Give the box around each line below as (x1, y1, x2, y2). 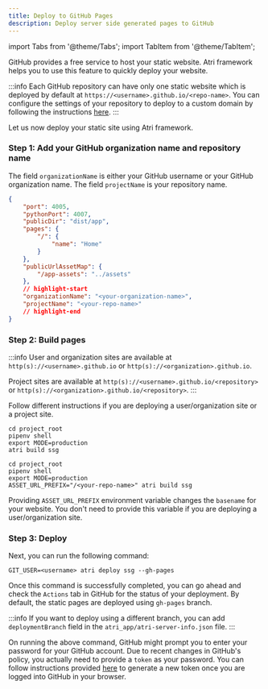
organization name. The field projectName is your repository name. (8, 179, 228, 189)
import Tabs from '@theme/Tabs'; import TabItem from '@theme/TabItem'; (8, 41, 256, 51)
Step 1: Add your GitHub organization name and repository (8, 143, 241, 154)
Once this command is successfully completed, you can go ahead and (8, 581, 241, 591)
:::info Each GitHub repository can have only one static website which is (8, 81, 246, 91)
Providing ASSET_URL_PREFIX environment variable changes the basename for (8, 495, 257, 504)
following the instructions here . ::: (8, 106, 119, 117)
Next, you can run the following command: (8, 551, 150, 561)
